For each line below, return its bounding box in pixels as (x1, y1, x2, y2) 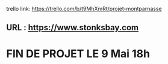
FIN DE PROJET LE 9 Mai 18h (6, 46, 151, 60)
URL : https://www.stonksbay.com (6, 22, 139, 33)
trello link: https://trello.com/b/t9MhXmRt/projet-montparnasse (6, 5, 163, 12)
